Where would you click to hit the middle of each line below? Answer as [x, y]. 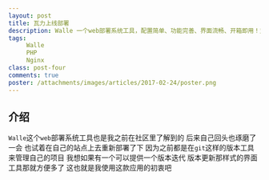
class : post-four [37, 68]
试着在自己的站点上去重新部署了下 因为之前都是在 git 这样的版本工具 [143, 148]
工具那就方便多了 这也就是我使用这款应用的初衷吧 [90, 168]
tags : [17, 38]
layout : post [30, 16]
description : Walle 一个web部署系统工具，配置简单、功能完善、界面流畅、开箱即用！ [134, 30]
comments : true [34, 75]
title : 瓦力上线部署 [39, 23]
